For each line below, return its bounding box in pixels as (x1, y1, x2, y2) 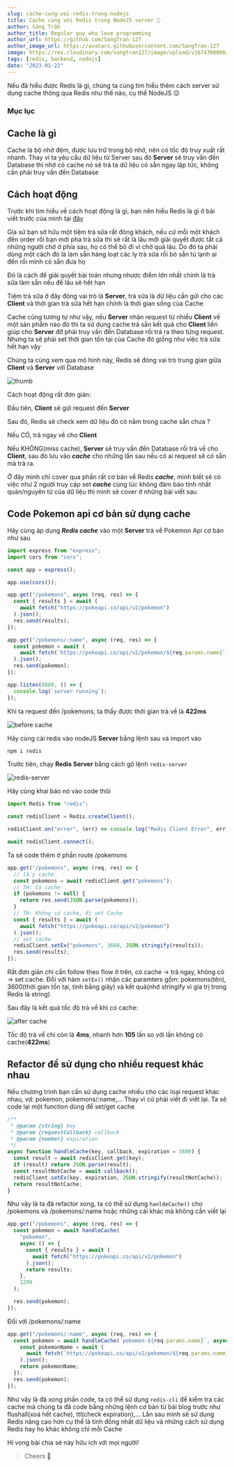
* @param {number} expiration (10, 1135, 98, 1142)
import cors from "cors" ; (7, 554, 82, 561)
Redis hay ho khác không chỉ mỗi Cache (7, 1424, 123, 1433)
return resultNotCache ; (13, 1180, 82, 1187)
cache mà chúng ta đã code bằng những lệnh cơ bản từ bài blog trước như (7, 1402, 221, 1411)
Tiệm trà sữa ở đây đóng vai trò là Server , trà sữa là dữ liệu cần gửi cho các (7, 292, 224, 301)
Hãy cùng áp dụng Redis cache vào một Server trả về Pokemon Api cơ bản (7, 526, 224, 534)
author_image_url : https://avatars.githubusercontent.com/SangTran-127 (7, 43, 219, 50)
